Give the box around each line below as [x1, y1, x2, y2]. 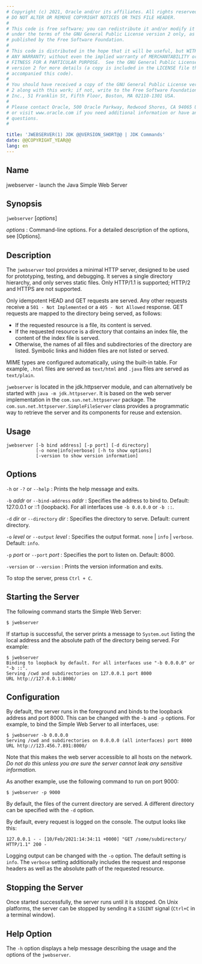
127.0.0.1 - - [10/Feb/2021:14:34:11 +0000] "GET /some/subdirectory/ [6, 836, 187, 842]
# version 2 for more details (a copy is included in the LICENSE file [6, 64, 189, 71]
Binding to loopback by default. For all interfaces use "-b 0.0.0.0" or [6, 660, 195, 666]
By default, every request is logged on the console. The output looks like [6, 818, 186, 825]
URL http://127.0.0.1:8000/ [6, 675, 77, 681]
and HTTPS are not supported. [6, 286, 82, 293]
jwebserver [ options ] [6, 214, 57, 222]
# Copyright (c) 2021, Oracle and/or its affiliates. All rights [6, 8, 173, 15]
